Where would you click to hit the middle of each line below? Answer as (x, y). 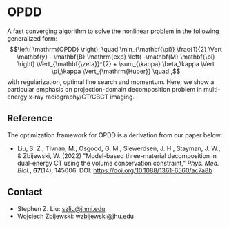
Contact (25, 192)
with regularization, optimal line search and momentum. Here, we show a (111, 82)
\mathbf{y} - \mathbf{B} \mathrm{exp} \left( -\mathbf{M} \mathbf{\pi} (116, 57)
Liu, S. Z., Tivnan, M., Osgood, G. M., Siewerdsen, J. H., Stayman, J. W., (119, 148)
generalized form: (32, 38)
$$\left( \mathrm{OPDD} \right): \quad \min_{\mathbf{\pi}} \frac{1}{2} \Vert (116, 49)
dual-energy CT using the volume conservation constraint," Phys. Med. (118, 163)
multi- (212, 89)
